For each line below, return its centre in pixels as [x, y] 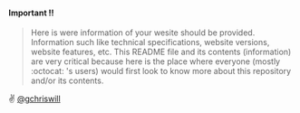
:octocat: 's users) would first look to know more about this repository [161, 71]
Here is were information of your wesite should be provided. [143, 33]
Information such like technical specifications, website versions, [150, 42]
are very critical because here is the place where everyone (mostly [155, 61]
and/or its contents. [67, 80]
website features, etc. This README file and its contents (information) [161, 52]
